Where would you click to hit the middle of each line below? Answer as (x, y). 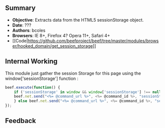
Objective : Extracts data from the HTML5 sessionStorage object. (78, 20)
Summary (20, 8)
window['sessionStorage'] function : (42, 78)
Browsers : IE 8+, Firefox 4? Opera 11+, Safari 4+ (61, 35)
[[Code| (20, 41)
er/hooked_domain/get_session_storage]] (54, 46)
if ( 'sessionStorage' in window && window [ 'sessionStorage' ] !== (82, 92)
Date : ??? (22, 25)
